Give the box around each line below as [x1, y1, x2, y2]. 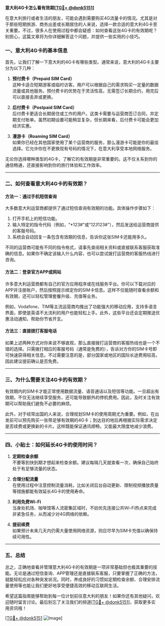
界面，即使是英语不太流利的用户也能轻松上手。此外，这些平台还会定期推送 [5, 309, 156, 316]
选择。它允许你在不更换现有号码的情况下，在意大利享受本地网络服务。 [12, 146, 155, 152]
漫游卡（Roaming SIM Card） [12, 134, 73, 139]
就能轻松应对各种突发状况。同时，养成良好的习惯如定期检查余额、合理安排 [5, 576, 156, 582]
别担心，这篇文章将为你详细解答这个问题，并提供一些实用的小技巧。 [5, 34, 143, 39]
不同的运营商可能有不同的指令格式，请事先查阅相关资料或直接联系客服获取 [5, 245, 156, 250]
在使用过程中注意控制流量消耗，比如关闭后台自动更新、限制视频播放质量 [12, 482, 159, 488]
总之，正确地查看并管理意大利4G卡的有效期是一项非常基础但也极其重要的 [5, 564, 153, 570]
